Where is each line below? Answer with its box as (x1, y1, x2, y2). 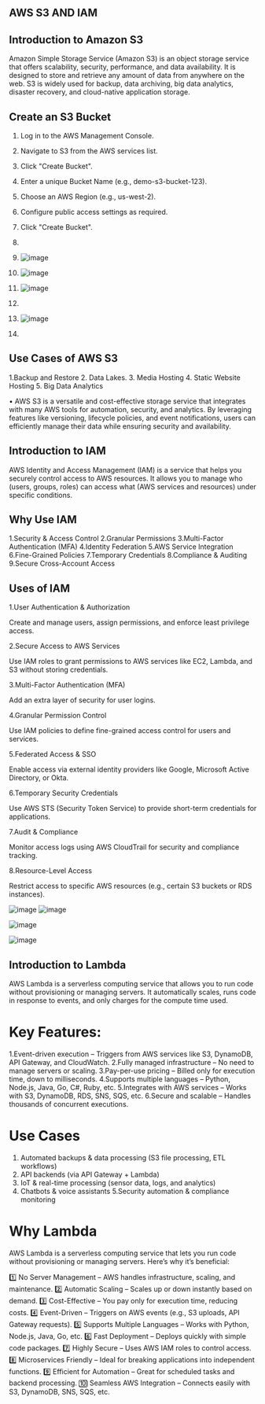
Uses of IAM (9, 581, 70, 595)
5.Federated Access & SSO (9, 750, 97, 759)
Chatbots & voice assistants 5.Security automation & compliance (20, 1186, 230, 1196)
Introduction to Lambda (9, 958, 127, 971)
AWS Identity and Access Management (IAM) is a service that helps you (9, 465, 242, 474)
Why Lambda (9, 1222, 98, 1240)
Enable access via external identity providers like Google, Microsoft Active (9, 765, 250, 774)
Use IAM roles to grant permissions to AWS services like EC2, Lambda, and (9, 657, 252, 666)
